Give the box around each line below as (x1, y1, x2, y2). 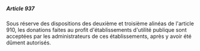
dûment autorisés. (6, 39, 51, 46)
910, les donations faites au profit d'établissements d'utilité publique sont (6, 26, 187, 33)
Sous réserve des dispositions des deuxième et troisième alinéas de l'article (6, 20, 194, 27)
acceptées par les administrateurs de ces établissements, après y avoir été (6, 32, 192, 40)
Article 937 (6, 5, 35, 12)
